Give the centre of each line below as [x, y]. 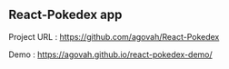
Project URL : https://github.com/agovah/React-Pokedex [114, 36]
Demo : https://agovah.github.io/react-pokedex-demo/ [110, 54]
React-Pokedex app [65, 15]
